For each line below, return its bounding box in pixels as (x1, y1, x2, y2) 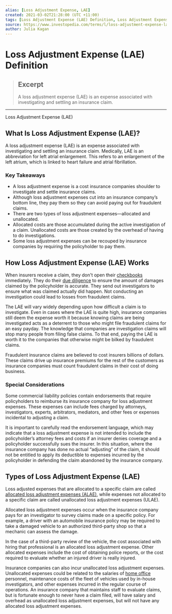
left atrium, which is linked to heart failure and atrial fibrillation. (5, 159, 137, 165)
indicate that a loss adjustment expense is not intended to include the (5, 430, 152, 436)
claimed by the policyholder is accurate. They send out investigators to (5, 283, 155, 289)
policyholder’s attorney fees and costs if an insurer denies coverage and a (5, 435, 162, 442)
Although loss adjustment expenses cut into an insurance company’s (12, 194, 158, 200)
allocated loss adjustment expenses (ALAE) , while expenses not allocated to (5, 491, 166, 497)
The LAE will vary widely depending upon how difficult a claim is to (5, 304, 147, 310)
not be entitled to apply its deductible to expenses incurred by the (5, 452, 144, 458)
